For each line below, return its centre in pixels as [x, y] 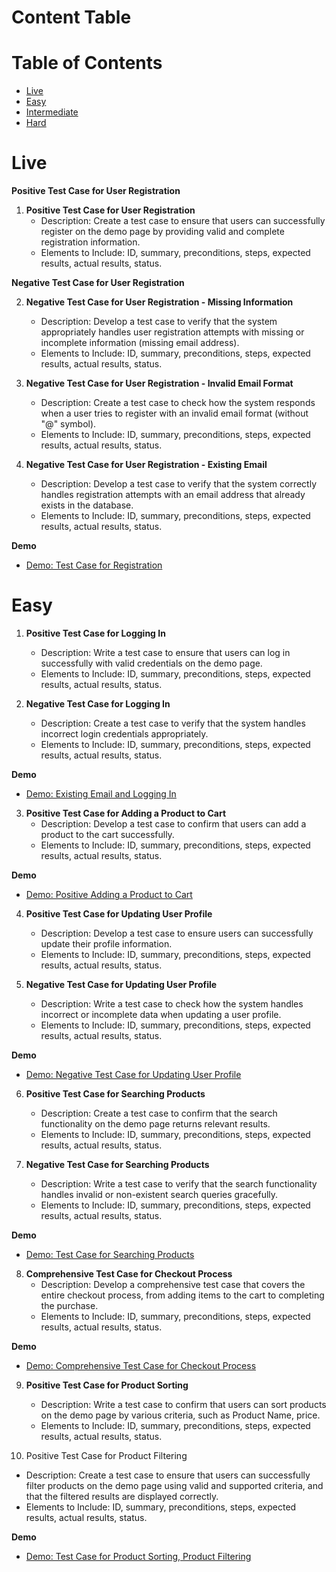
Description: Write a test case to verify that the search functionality [179, 1184]
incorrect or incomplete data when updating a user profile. [161, 1014]
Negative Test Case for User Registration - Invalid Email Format [159, 383]
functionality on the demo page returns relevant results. [155, 1124]
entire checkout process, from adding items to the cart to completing [182, 1295]
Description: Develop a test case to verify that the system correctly [179, 484]
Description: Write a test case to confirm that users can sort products [183, 1404]
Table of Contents [87, 63]
